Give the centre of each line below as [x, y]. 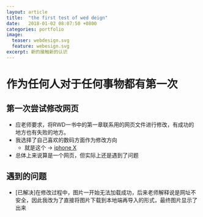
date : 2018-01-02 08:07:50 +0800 [52, 23]
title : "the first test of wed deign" [57, 18]
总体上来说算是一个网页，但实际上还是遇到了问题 [77, 155]
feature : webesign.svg [41, 47]
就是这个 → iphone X [50, 147]
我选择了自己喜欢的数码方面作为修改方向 [66, 140]
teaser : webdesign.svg [41, 40]
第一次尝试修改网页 [42, 109]
